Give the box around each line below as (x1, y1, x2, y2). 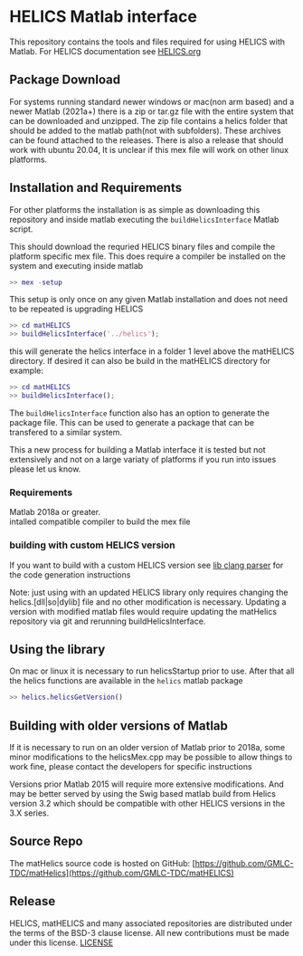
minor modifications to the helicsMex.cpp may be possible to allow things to (9, 751, 293, 762)
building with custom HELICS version (9, 539, 175, 551)
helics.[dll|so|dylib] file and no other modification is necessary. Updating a (9, 596, 287, 607)
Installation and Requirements (9, 180, 183, 196)
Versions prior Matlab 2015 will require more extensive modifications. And (9, 779, 285, 789)
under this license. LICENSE (9, 937, 114, 948)
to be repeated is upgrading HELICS (9, 303, 144, 314)
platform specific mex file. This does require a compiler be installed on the (9, 251, 287, 262)
